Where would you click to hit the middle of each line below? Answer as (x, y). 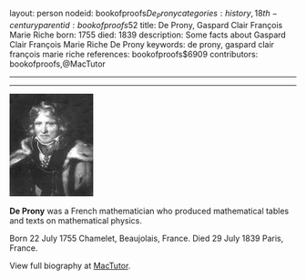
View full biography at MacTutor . (70, 265)
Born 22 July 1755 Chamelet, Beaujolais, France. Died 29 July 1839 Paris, (147, 238)
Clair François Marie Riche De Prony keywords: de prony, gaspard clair (142, 44)
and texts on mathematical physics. (76, 220)
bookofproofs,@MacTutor (58, 64)
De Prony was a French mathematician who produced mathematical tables (149, 211)
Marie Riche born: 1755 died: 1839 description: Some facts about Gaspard (148, 35)
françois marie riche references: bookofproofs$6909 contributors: (134, 54)
